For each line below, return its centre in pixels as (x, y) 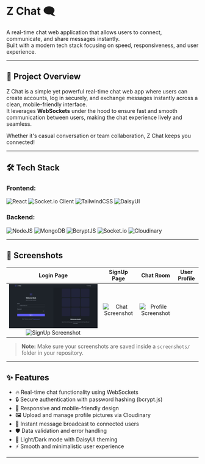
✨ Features (28, 378)
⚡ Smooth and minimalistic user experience (70, 446)
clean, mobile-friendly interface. (47, 104)
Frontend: (21, 188)
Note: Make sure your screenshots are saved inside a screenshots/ (106, 346)
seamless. (19, 124)
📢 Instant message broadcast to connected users (77, 424)
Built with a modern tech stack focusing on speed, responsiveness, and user (103, 45)
